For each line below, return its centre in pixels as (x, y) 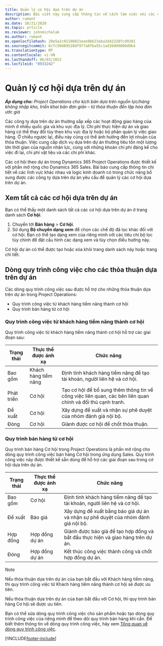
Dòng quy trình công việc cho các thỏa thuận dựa (81, 270)
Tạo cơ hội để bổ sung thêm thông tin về (107, 390)
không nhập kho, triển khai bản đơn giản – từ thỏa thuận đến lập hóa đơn (78, 107)
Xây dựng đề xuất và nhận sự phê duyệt (106, 410)
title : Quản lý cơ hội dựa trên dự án (44, 10)
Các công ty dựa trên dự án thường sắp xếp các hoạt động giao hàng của (78, 121)
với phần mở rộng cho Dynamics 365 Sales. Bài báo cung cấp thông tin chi (80, 167)
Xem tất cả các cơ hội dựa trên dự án (61, 198)
